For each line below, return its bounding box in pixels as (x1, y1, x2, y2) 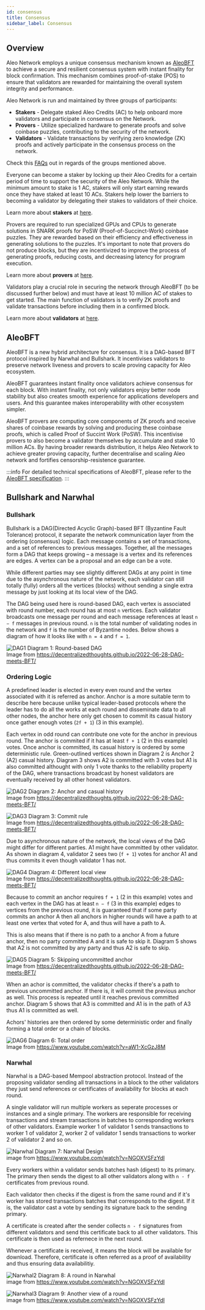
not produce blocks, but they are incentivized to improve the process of (6, 247, 187, 254)
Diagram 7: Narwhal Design (34, 1148, 104, 1155)
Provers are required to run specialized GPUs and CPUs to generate (6, 221, 177, 228)
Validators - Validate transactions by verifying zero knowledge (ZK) (15, 135, 186, 142)
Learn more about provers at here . (6, 272, 93, 279)
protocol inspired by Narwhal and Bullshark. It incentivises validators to (6, 355, 185, 362)
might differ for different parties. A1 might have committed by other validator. (6, 843, 199, 851)
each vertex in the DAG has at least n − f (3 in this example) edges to (6, 899, 181, 907)
